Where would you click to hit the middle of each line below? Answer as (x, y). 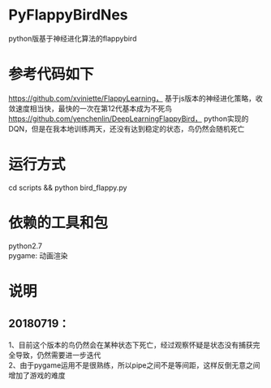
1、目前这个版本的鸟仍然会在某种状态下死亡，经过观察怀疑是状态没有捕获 (131, 345)
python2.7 (26, 246)
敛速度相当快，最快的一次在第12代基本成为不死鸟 (90, 108)
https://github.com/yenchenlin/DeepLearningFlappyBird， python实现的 (129, 119)
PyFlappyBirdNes (68, 15)
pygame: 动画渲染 (38, 255)
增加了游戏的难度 (37, 375)
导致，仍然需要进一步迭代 (58, 355)
